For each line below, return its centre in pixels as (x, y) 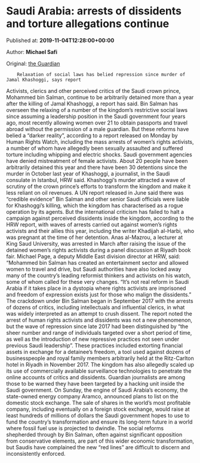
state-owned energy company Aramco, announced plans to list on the (92, 396)
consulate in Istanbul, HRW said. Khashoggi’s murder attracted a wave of (96, 180)
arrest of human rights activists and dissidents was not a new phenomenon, (99, 320)
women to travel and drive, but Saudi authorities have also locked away (94, 269)
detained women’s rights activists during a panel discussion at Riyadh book (99, 250)
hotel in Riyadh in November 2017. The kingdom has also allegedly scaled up (100, 364)
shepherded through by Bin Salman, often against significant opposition (94, 434)
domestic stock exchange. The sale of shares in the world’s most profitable (99, 403)
